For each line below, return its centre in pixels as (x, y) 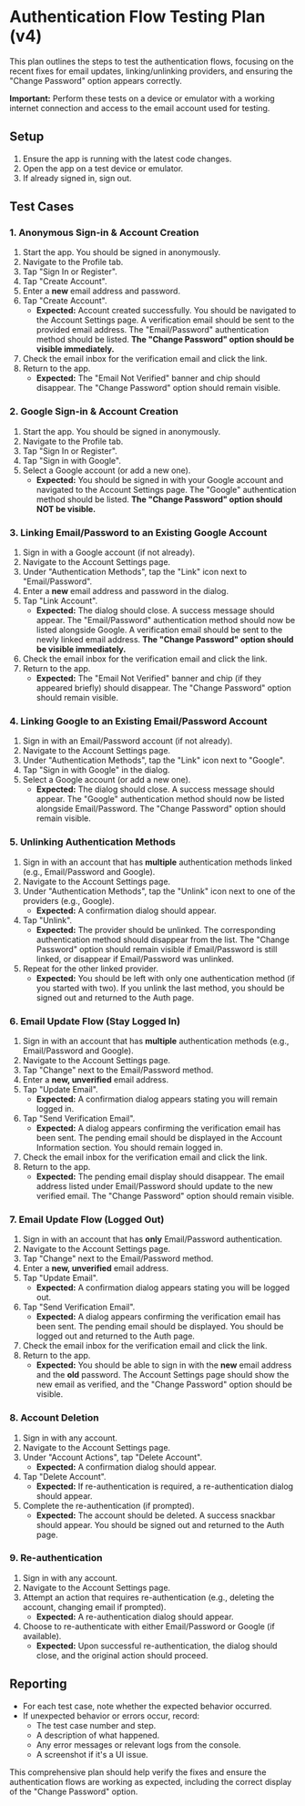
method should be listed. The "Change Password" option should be (165, 340)
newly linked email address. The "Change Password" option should (165, 640)
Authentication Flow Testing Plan (137, 17)
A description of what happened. (98, 1735)
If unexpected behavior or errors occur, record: (111, 1716)
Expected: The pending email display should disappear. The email (160, 1176)
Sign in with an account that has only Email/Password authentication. (152, 1239)
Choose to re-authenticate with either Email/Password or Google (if (149, 1626)
